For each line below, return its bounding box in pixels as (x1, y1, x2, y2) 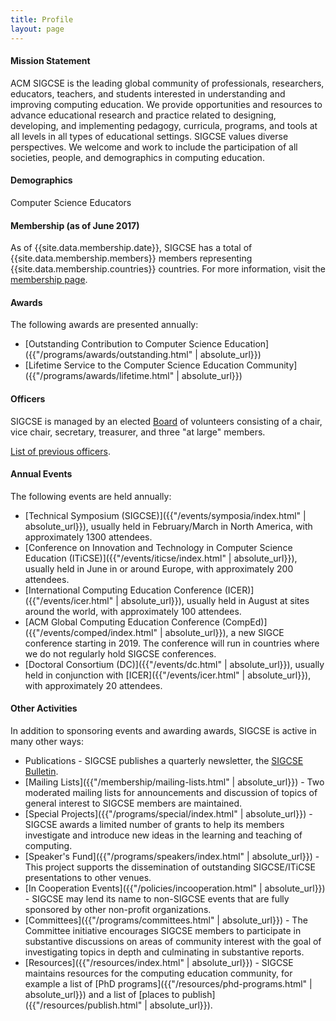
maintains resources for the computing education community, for (24, 967, 293, 979)
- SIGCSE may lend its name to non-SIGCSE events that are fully (24, 892, 290, 905)
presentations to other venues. (24, 871, 152, 883)
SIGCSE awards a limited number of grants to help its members (24, 818, 285, 830)
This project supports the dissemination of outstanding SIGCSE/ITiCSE (24, 861, 316, 873)
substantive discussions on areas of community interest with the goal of (24, 935, 322, 947)
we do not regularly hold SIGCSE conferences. (24, 647, 217, 660)
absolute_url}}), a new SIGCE (164, 626, 285, 638)
